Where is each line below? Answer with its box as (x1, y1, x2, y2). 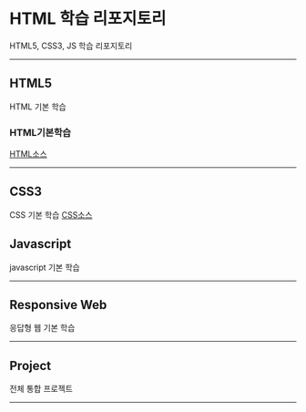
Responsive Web (9, 297, 107, 313)
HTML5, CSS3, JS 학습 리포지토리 (9, 40, 133, 51)
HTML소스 (9, 149, 47, 160)
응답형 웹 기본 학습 (9, 323, 76, 334)
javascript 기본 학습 (9, 262, 80, 273)
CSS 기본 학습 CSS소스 (9, 209, 93, 220)
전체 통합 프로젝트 (9, 384, 73, 395)
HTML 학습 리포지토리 (9, 8, 167, 29)
